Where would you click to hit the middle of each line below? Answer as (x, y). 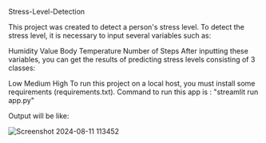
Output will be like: (39, 116)
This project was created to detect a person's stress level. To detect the (127, 27)
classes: (22, 68)
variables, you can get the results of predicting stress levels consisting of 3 (132, 60)
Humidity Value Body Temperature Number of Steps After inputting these (129, 51)
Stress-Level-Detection (47, 12)
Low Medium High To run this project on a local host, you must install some (132, 83)
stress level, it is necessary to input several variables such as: (110, 36)
